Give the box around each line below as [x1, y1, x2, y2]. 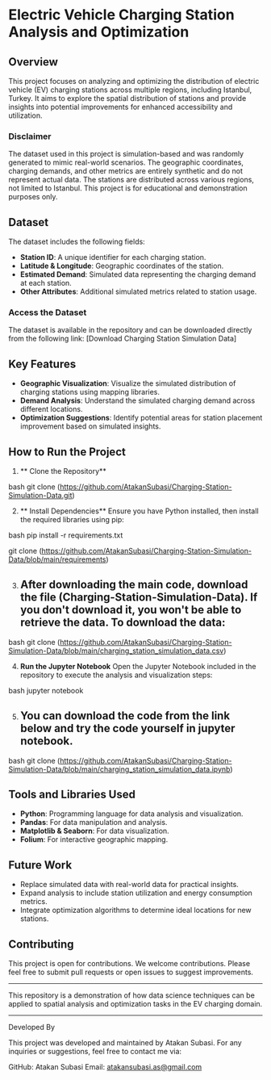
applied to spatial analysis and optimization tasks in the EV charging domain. [8, 999, 263, 1009]
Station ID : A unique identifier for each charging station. [19, 253, 206, 262]
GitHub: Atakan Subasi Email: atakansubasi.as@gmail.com [8, 1062, 202, 1072]
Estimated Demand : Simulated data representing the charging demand [19, 270, 256, 279]
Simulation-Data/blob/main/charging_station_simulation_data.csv [8, 646, 224, 655]
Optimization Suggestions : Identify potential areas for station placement [19, 413, 263, 423]
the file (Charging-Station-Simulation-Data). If [19, 591, 258, 605]
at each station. [19, 278, 73, 288]
